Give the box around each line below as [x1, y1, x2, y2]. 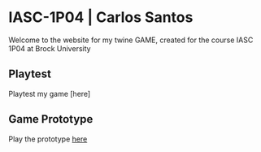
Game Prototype [8, 112, 94, 126]
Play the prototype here [8, 134, 88, 144]
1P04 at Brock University [8, 43, 91, 53]
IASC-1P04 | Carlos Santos [8, 8, 194, 27]
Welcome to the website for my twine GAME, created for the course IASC [8, 35, 254, 45]
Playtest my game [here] [8, 89, 91, 98]
